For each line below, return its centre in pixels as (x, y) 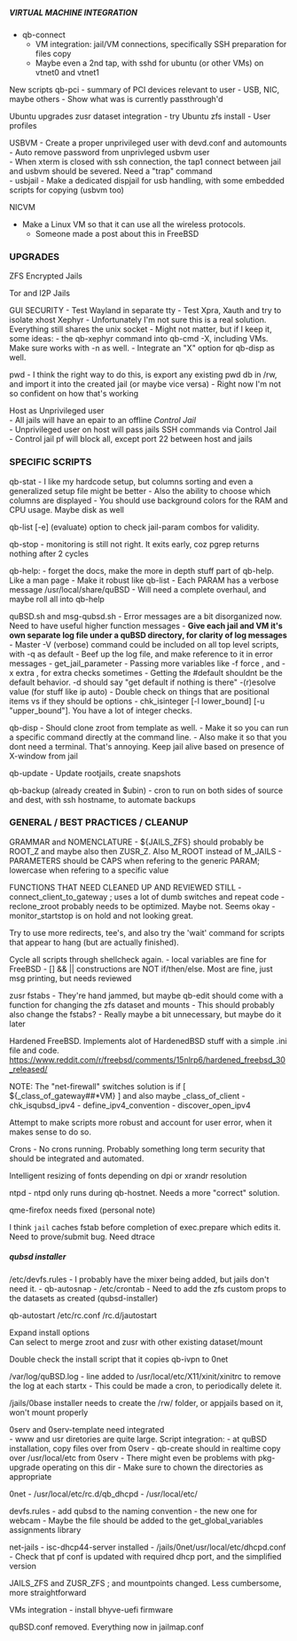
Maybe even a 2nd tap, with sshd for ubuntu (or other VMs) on (149, 63)
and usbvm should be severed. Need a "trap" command (111, 171)
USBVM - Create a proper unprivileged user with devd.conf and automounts (148, 143)
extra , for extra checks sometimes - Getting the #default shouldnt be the (149, 672)
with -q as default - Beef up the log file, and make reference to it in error (141, 654)
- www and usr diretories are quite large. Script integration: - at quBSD (138, 1439)
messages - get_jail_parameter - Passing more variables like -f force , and (145, 663)
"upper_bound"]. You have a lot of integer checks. (101, 711)
